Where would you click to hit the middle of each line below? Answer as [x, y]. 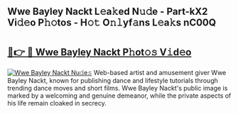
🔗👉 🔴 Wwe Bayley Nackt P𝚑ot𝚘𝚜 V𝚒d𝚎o [99, 52]
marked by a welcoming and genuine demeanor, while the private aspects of [119, 96]
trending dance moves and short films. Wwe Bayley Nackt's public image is [118, 88]
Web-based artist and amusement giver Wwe [160, 73]
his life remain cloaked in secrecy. [57, 103]
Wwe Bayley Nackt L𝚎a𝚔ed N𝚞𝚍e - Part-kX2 [108, 12]
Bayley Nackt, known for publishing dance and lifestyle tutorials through [113, 80]
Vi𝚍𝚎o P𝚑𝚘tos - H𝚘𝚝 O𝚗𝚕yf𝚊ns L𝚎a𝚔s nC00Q [112, 23]
